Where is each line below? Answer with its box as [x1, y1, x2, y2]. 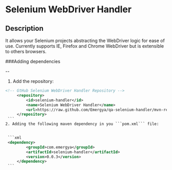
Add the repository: [12, 78, 54, 84]
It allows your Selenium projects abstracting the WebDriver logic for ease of [5, 37, 165, 44]
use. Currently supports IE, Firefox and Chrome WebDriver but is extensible [5, 43, 164, 49]
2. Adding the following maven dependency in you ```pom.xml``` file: [5, 121, 159, 126]
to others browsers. [5, 49, 47, 54]
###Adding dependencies [5, 58, 60, 65]
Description [5, 24, 44, 33]
